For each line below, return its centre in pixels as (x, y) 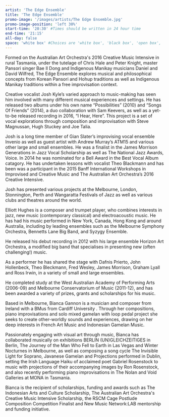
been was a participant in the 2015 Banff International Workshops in (76, 168)
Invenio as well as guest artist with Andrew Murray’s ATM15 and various (80, 142)
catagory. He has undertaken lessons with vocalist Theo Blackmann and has (84, 163)
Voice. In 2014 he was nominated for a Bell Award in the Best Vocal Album (82, 158)
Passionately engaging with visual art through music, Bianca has (72, 334)
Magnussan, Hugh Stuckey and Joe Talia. (48, 126)
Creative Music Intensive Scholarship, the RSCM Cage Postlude (71, 398)
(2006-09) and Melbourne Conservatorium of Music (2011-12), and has (79, 288)
